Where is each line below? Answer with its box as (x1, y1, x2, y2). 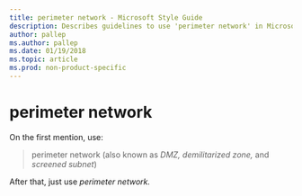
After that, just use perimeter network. (9, 176, 151, 187)
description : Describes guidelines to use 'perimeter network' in (9, 22, 263, 31)
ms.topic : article (9, 55, 78, 64)
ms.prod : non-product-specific (9, 64, 127, 73)
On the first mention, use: (9, 131, 103, 142)
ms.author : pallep (9, 38, 78, 48)
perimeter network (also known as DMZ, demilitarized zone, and (31, 149, 270, 160)
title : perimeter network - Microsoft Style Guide (9, 13, 203, 22)
